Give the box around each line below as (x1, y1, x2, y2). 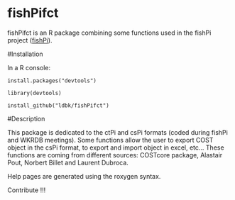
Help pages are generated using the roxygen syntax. (7, 172, 161, 180)
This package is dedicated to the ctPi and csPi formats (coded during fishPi (7, 128, 229, 136)
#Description (7, 114, 45, 123)
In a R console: (7, 63, 51, 72)
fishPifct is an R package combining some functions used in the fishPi (7, 28, 212, 37)
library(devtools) (7, 89, 62, 96)
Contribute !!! (7, 186, 46, 194)
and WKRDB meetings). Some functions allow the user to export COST (7, 135, 214, 144)
